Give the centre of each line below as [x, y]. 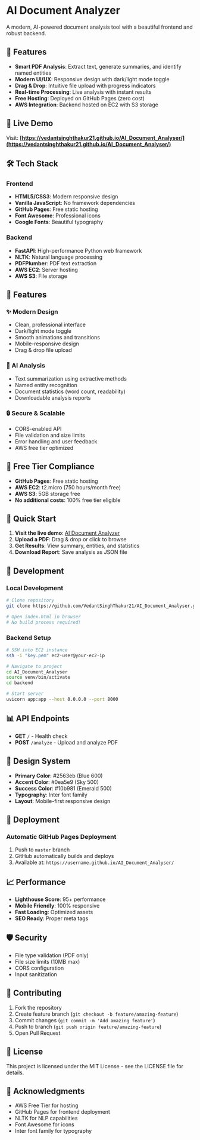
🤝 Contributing [34, 993]
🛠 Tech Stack [32, 163]
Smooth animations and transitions [57, 338]
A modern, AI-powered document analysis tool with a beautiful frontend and [100, 27]
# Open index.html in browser [44, 617]
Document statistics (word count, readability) [70, 391]
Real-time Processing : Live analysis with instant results [83, 92]
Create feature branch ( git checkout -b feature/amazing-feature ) [96, 1014]
